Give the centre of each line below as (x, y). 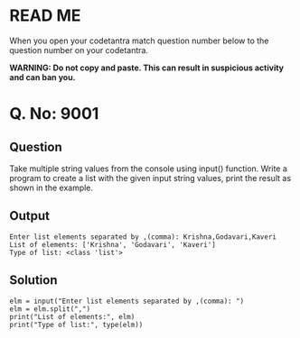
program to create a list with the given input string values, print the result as (150, 178)
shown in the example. (51, 187)
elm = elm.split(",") (50, 309)
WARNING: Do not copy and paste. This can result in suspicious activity (147, 68)
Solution (33, 280)
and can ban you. (42, 77)
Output (29, 216)
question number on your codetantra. (79, 50)
